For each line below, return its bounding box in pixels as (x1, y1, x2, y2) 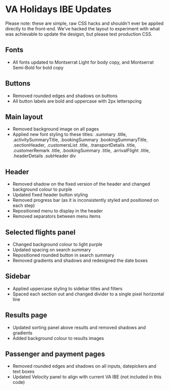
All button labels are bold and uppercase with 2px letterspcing (12, 98, 142, 104)
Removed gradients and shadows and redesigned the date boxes (12, 257, 148, 264)
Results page (5, 311, 47, 320)
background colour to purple (12, 186, 72, 193)
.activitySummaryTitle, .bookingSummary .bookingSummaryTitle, (12, 137, 148, 143)
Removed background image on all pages (12, 126, 99, 132)
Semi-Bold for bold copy (12, 64, 64, 70)
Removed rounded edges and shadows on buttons (12, 93, 118, 99)
